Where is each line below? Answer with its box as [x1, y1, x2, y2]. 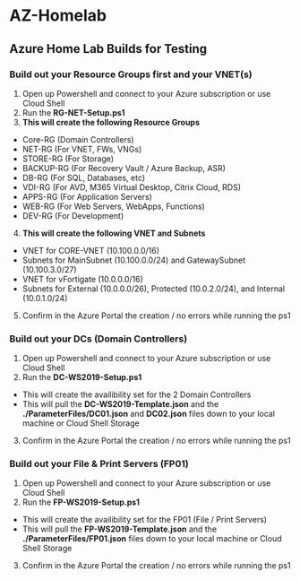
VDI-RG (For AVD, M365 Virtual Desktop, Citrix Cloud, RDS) [21, 181, 242, 193]
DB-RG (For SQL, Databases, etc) [21, 172, 146, 183]
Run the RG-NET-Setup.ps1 [21, 107, 125, 117]
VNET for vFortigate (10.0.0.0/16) [21, 273, 143, 284]
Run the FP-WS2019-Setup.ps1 [21, 497, 141, 507]
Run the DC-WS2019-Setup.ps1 [21, 372, 142, 383]
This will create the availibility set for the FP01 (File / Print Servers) [21, 515, 267, 525]
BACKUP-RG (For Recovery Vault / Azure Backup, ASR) [21, 162, 227, 173]
